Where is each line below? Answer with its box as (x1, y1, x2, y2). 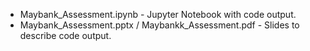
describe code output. (19, 30, 112, 41)
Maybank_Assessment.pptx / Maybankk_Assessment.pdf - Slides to (19, 19, 300, 31)
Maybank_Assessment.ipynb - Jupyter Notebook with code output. (19, 9, 297, 20)
